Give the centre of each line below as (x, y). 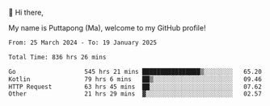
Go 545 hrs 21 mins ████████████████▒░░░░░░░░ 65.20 (135, 71)
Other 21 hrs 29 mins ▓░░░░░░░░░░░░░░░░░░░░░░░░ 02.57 (135, 94)
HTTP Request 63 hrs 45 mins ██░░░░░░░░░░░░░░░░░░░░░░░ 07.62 (135, 87)
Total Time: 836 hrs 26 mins (57, 57)
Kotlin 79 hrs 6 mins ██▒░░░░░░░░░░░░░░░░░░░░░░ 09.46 (135, 79)
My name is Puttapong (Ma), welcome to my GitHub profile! (107, 28)
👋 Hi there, (26, 12)
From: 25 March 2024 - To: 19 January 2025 (83, 43)
